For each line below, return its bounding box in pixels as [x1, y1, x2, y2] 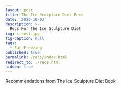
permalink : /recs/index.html [5, 54, 67, 60]
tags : [5, 41, 17, 46]
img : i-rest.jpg [5, 31, 40, 36]
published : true [5, 50, 40, 55]
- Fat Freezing [10, 45, 42, 50]
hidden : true [5, 64, 33, 69]
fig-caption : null [5, 36, 44, 41]
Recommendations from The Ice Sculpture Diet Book [5, 78, 116, 84]
